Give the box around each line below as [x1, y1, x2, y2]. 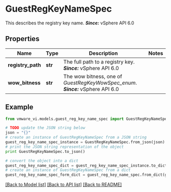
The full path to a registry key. [63, 58, 135, 65]
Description [89, 49, 118, 56]
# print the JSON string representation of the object [5, 144, 124, 149]
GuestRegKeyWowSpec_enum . [63, 79, 137, 86]
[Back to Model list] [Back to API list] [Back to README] [5, 181, 122, 188]
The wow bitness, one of [63, 73, 122, 80]
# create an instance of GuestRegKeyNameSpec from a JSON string [5, 135, 147, 140]
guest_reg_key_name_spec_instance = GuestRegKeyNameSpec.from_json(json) [5, 140, 165, 145]
